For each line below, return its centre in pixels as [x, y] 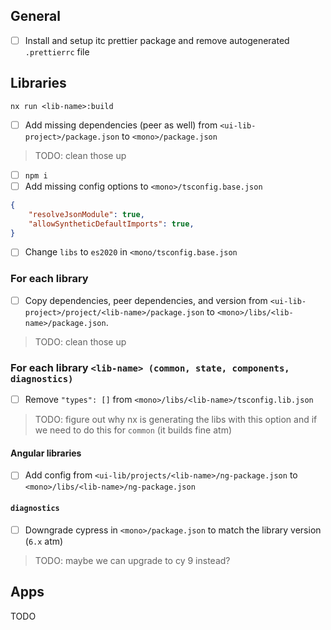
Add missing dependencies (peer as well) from [121, 125]
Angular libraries [46, 453]
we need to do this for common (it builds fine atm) [133, 430]
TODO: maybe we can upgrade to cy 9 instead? [132, 560]
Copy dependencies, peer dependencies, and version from [146, 300]
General [36, 16]
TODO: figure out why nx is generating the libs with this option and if [176, 420]
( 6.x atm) [44, 541]
